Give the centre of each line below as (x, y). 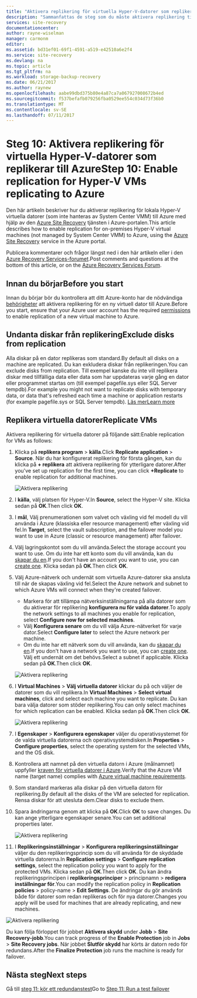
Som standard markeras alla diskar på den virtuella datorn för (89, 787)
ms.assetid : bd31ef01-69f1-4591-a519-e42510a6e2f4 (69, 50)
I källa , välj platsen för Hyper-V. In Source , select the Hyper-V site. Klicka (102, 500)
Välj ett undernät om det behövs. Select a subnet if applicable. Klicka (106, 657)
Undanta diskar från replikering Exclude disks (90, 335)
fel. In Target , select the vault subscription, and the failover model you (98, 529)
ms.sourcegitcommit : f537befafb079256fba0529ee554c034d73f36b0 (85, 99)
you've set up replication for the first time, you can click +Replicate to (99, 470)
